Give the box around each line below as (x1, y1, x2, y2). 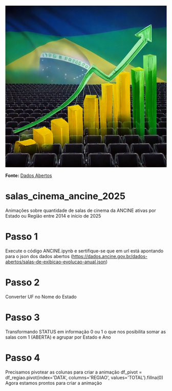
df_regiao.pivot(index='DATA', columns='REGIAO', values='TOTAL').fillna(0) (5, 374, 163, 380)
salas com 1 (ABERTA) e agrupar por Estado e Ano (5, 334, 111, 340)
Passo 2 (5, 277, 40, 288)
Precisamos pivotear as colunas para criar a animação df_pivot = (5, 369, 142, 375)
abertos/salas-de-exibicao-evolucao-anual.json (5, 259, 106, 265)
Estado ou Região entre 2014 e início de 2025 (5, 212, 101, 219)
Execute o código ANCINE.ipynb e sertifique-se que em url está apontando (5, 247, 164, 254)
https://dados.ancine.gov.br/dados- (72, 253, 147, 259)
